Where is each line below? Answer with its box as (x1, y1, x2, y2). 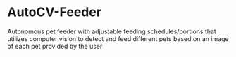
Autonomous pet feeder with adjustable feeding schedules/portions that (7, 27, 216, 35)
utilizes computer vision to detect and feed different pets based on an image (7, 34, 229, 42)
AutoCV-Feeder (7, 4, 102, 20)
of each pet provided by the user (7, 42, 103, 50)
